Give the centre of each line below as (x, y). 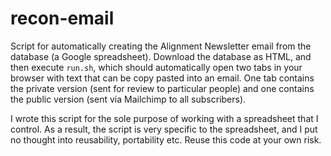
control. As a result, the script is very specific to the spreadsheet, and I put (164, 129)
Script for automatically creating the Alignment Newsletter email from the (161, 46)
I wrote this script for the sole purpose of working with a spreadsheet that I (164, 118)
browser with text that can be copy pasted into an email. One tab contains (162, 78)
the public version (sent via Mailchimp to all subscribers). (128, 99)
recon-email (62, 18)
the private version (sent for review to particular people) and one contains (162, 88)
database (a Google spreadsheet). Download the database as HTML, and (161, 56)
